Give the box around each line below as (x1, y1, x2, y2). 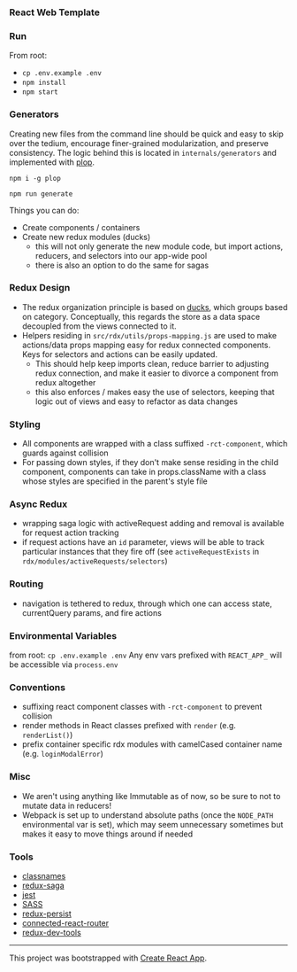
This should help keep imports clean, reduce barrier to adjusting (34, 358, 270, 369)
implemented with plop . (9, 157, 95, 167)
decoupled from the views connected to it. (21, 321, 177, 331)
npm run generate (9, 189, 73, 198)
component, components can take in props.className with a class (21, 467, 267, 478)
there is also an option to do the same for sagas (34, 260, 209, 270)
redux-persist (21, 908, 72, 919)
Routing (9, 578, 44, 590)
